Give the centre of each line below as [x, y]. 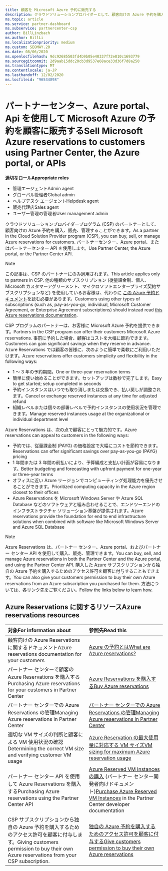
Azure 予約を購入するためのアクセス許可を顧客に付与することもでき [85, 571]
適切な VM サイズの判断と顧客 [43, 734]
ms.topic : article [24, 19]
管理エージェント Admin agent [43, 188]
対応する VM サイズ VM [125, 745]
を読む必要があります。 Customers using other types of [84, 299]
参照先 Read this [108, 630]
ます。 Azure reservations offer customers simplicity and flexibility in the [83, 355]
